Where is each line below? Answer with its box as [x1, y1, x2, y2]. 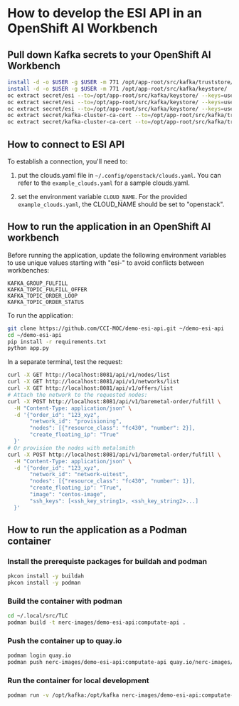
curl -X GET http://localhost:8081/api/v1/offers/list [7, 385, 174, 392]
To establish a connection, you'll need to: [7, 157, 128, 166]
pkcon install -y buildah [7, 573, 84, 580]
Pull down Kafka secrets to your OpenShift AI [7, 49, 211, 61]
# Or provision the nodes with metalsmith [7, 444, 135, 451]
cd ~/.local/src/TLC [7, 612, 69, 620]
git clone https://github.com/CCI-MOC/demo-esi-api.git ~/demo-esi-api [7, 325, 224, 332]
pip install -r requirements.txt [7, 338, 107, 346]
